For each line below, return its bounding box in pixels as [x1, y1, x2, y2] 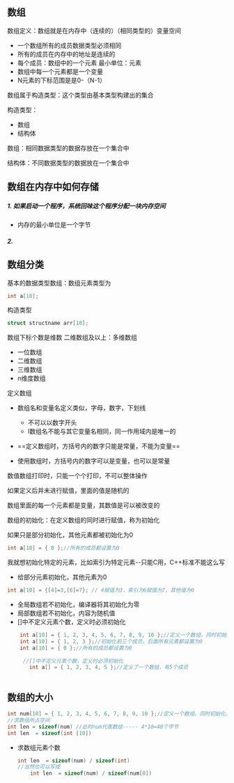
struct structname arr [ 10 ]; [7, 319, 89, 327]
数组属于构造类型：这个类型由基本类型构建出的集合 [7, 90, 154, 99]
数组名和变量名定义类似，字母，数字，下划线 [17, 404, 146, 412]
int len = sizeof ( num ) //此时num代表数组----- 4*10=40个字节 [7, 723, 179, 730]
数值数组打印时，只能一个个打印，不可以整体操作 [7, 472, 148, 480]
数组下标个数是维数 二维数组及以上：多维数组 [7, 333, 137, 342]
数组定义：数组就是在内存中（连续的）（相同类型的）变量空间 [7, 26, 181, 35]
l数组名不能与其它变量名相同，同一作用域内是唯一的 [27, 427, 176, 436]
